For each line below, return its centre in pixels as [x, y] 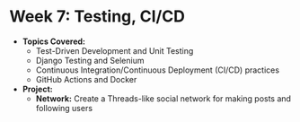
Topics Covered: [54, 41]
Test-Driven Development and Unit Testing [115, 50]
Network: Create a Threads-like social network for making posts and [163, 98]
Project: [37, 89]
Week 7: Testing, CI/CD [97, 17]
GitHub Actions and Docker [86, 79]
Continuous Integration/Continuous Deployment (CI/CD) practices [158, 70]
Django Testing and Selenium [90, 60]
